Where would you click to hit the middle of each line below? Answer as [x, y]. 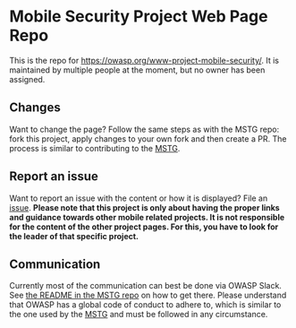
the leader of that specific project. [74, 236]
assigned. [27, 79]
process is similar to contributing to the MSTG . [95, 148]
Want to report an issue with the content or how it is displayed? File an [139, 198]
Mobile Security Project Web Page [139, 17]
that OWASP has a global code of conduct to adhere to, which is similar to [145, 305]
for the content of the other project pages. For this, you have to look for [144, 227]
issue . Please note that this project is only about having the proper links [144, 207]
